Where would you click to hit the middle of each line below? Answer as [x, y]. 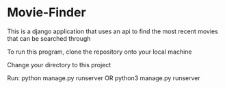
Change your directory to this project [59, 65]
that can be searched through [49, 38]
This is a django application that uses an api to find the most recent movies [113, 31]
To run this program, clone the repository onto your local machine [100, 52]
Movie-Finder [47, 13]
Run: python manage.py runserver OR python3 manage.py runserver [104, 78]
